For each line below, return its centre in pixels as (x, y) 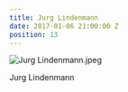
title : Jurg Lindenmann (54, 18)
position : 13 (34, 34)
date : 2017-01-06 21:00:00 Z (64, 26)
